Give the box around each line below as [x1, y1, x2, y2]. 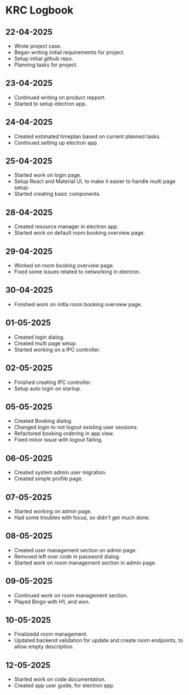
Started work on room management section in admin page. [14, 559, 157, 566]
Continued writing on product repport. [14, 93, 106, 101]
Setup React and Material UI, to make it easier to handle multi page [14, 178, 176, 185]
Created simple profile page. [14, 475, 83, 482]
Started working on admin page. [14, 507, 92, 514]
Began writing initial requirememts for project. [14, 49, 125, 56]
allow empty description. [14, 643, 74, 650]
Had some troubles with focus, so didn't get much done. [14, 514, 150, 521]
